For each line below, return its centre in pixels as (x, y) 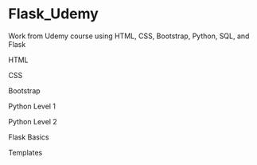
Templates (25, 152)
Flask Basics (29, 137)
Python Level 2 (33, 121)
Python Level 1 (32, 106)
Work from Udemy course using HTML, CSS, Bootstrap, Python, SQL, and (129, 36)
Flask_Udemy (54, 14)
